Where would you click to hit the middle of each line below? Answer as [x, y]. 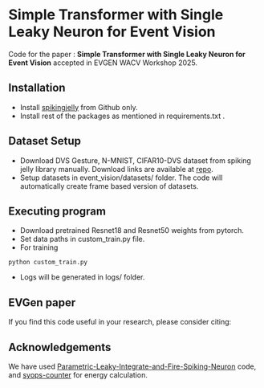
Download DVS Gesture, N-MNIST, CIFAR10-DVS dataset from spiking [135, 160]
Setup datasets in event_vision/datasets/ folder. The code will [121, 178]
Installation [37, 88]
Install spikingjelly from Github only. [79, 107]
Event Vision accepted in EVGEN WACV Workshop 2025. [103, 63]
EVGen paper [42, 302]
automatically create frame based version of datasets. [109, 186]
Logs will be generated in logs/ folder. [82, 277]
